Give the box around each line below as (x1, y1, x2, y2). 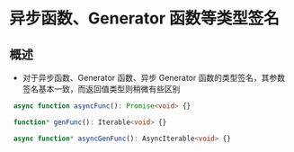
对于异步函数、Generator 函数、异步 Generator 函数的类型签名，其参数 (22, 73, 286, 83)
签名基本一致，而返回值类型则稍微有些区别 (22, 84, 181, 94)
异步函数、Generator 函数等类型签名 (9, 8, 281, 29)
